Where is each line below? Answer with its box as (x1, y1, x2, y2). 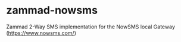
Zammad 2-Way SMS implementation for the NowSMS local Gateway (6, 23, 176, 30)
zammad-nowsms (6, 4, 98, 17)
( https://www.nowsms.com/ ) (6, 29, 76, 36)
